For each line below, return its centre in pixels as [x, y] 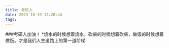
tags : [11, 19]
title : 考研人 [19, 10]
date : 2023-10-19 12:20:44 [34, 15]
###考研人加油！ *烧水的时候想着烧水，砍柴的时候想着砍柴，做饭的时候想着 [84, 34]
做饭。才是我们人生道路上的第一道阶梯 [45, 40]
